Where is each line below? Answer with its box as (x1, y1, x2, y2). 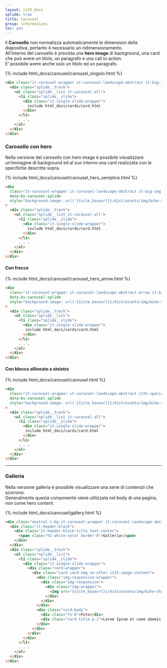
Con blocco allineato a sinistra (5, 365, 69, 372)
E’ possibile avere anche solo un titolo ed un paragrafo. (5, 61, 118, 67)
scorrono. (5, 489, 25, 495)
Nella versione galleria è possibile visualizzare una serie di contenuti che (5, 484, 154, 490)
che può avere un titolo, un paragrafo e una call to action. (5, 55, 123, 61)
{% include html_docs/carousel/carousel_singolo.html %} (5, 70, 123, 76)
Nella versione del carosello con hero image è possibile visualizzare (5, 154, 144, 160)
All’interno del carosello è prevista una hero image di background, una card (5, 50, 160, 56)
